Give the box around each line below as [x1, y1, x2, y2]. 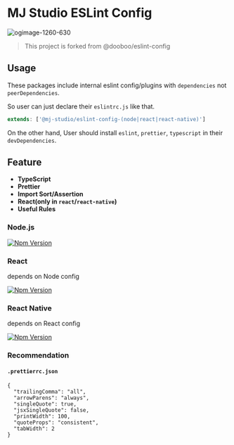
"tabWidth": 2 [13, 425, 55, 432]
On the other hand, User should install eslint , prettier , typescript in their [7, 128, 223, 137]
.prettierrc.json [7, 368, 58, 375]
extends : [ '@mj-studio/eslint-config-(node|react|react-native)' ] [7, 115, 206, 123]
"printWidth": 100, [13, 413, 71, 420]
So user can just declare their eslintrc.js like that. [7, 102, 155, 111]
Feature [7, 156, 42, 168]
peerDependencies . [7, 88, 60, 96]
